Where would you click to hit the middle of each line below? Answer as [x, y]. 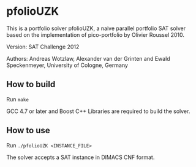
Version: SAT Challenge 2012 [43, 47]
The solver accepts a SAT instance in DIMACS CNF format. [81, 157]
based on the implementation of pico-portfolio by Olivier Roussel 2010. [96, 34]
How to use [28, 130]
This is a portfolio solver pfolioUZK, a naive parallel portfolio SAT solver [96, 28]
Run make [18, 99]
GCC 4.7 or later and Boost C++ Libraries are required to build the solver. [98, 111]
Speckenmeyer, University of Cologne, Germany [67, 65]
